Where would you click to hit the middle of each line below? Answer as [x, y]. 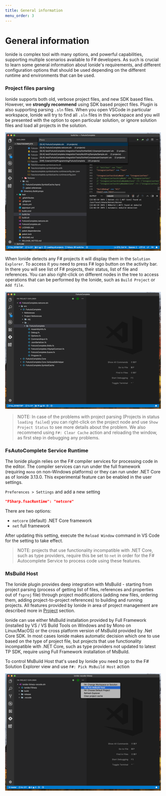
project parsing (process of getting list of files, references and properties [80, 590]
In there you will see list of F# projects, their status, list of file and [71, 269]
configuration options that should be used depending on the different [75, 70]
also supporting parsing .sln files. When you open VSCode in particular [78, 109]
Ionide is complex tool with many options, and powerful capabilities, [74, 54]
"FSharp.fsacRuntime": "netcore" [40, 501]
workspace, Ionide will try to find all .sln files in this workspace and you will [83, 115]
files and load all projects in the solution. [46, 125]
